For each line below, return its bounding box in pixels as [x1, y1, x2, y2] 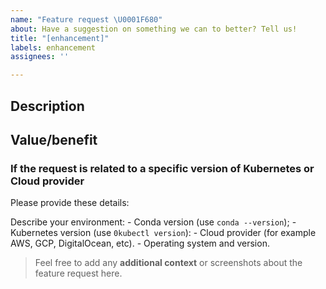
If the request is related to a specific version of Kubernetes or [10, 161, 315, 175]
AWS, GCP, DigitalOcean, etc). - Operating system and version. [10, 237, 270, 250]
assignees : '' [10, 52, 70, 62]
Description [10, 97, 85, 115]
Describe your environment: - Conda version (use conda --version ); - [10, 216, 297, 228]
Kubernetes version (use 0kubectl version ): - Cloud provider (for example [10, 227, 317, 239]
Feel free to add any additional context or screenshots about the [34, 257, 303, 269]
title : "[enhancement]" [10, 33, 110, 43]
